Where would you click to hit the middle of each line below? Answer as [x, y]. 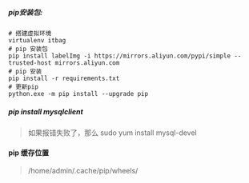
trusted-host [30, 63]
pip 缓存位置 [29, 153]
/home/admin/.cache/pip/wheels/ [83, 171]
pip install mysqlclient [46, 111]
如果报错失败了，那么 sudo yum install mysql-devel [112, 133]
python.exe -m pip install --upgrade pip [78, 93]
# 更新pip [23, 87]
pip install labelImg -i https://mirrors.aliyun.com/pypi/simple [119, 56]
